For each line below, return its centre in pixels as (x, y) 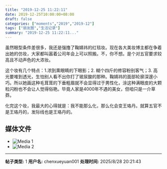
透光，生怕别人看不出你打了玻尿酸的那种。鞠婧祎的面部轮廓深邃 (87, 77)
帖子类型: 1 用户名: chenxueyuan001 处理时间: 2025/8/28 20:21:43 (73, 161)
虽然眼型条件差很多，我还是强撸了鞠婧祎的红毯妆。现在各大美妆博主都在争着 (83, 47)
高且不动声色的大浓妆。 (29, 60)
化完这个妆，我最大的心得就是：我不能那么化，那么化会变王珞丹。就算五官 (81, 106)
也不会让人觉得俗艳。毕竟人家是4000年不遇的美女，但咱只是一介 (85, 89)
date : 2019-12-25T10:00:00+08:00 (40, 14)
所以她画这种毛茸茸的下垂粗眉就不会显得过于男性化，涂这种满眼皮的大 (85, 83)
